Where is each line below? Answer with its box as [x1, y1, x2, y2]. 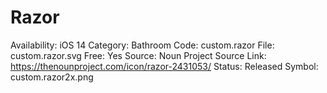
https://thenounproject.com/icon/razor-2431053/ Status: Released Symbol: [10, 60, 319, 72]
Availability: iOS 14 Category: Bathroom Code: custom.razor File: [10, 39, 275, 51]
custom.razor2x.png [10, 71, 94, 83]
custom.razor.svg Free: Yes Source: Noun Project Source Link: [10, 49, 267, 61]
